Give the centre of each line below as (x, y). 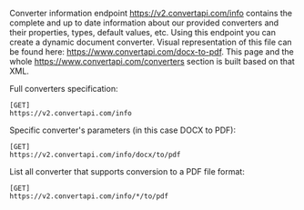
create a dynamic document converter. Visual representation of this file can (151, 42)
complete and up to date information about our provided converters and (144, 23)
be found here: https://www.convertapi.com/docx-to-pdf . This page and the (152, 52)
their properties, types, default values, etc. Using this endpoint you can (142, 32)
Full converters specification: (64, 89)
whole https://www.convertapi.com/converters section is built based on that (152, 61)
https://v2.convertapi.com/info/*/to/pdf (89, 196)
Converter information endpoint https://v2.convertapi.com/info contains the (151, 13)
